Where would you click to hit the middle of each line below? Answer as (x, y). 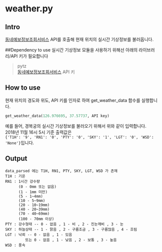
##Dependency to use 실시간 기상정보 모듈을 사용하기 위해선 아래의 (71, 50)
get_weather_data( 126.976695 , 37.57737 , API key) (57, 116)
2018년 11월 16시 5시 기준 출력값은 (38, 132)
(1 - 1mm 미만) (33, 192)
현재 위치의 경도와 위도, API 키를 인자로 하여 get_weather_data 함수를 (73, 100)
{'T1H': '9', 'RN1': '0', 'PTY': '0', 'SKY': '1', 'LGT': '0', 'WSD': (80, 137)
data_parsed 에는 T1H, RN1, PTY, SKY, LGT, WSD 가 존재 (61, 171)
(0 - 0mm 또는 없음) (37, 187)
